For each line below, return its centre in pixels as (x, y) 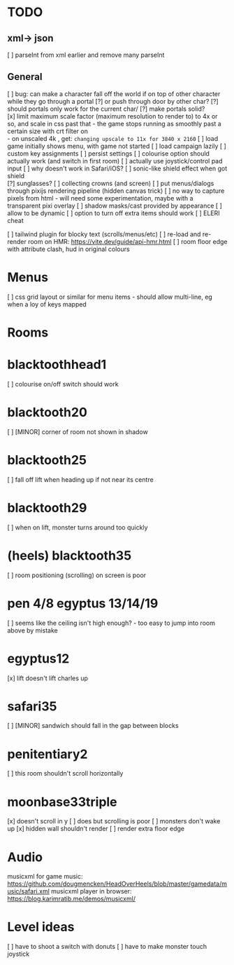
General (25, 77)
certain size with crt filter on (48, 131)
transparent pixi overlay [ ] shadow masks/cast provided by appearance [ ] (115, 205)
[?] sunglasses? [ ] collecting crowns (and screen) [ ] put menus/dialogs (111, 183)
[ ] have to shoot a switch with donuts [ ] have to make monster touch (107, 947)
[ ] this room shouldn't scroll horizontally (65, 774)
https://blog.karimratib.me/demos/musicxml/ (72, 899)
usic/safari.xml (29, 891)
